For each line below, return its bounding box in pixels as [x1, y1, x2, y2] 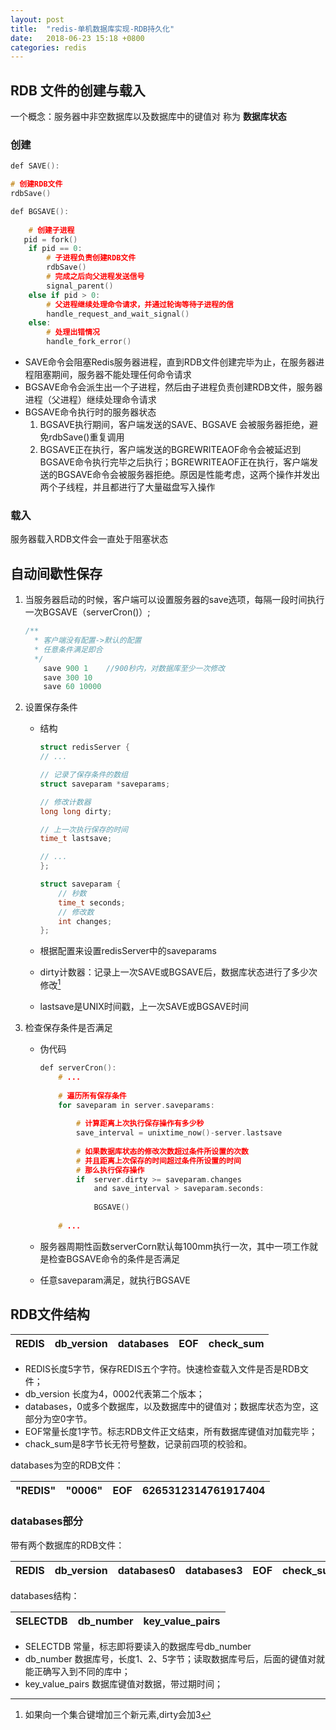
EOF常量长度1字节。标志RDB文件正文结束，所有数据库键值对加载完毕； [24, 1425, 318, 1437]
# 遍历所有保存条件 [58, 1091, 127, 1101]
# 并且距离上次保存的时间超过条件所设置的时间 [75, 1156, 242, 1166]
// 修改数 [58, 907, 95, 917]
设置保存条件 [24, 701, 78, 713]
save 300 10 [43, 672, 93, 683]
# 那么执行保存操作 [75, 1165, 145, 1175]
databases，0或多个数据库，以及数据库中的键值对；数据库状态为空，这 [24, 1400, 320, 1412]
